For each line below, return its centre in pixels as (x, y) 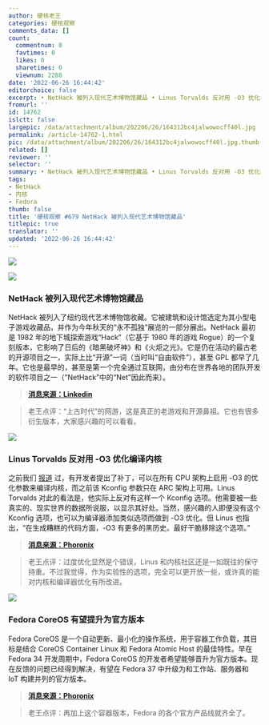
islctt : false (32, 120)
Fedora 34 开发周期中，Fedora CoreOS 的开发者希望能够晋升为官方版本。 (130, 659)
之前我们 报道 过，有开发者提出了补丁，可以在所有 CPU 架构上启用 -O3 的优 (133, 478)
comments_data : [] (39, 30)
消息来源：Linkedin (60, 395)
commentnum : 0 (39, 46)
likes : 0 (30, 61)
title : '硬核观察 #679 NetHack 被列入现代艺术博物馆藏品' (97, 217)
